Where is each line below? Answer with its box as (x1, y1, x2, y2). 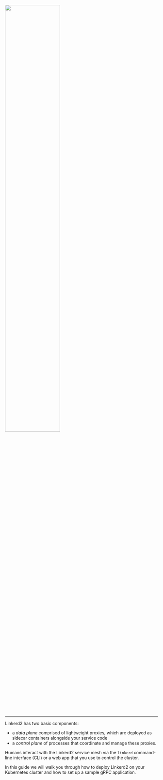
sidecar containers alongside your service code (12, 735, 108, 741)
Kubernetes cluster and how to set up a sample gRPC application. (5, 769, 136, 775)
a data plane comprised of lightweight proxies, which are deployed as (12, 730, 152, 736)
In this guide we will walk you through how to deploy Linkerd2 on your (5, 764, 145, 770)
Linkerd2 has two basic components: (5, 721, 79, 726)
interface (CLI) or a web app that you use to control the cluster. (13, 755, 139, 761)
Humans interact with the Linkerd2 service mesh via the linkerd (5, 750, 133, 755)
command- (133, 750, 156, 755)
